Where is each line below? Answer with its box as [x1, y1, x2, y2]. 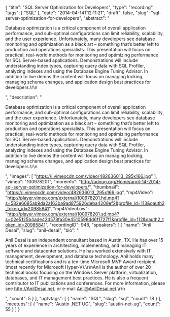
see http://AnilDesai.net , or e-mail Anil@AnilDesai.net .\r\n [5, 286, 125, 292]
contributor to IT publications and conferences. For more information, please [5, 280, 165, 286]
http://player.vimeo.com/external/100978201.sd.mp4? [7, 211, 119, 217]
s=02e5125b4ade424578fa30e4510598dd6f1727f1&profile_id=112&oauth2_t [5, 216, 164, 223]
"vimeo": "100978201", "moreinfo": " [5, 179, 81, 184]
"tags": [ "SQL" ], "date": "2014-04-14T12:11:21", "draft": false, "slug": [5, 10, 150, 16]
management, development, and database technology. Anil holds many [5, 253, 154, 259]
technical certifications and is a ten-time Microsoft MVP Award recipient [5, 259, 156, 265]
